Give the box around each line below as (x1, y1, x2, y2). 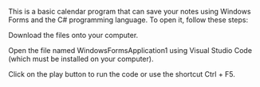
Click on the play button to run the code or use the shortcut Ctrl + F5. (8, 70, 235, 78)
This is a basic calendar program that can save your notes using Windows (8, 7, 251, 16)
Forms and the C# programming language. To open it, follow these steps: (8, 15, 249, 25)
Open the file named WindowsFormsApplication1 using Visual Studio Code (8, 46, 253, 55)
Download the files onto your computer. (8, 31, 139, 40)
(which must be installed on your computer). (8, 55, 154, 63)
